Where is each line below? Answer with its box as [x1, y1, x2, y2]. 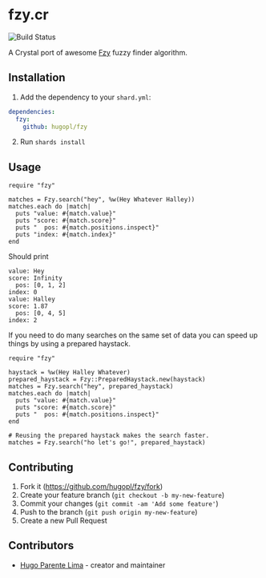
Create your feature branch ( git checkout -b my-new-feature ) [19, 491, 225, 499]
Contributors [8, 539, 75, 552]
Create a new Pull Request [19, 515, 108, 525]
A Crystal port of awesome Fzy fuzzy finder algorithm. [8, 47, 188, 57]
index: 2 [8, 317, 38, 325]
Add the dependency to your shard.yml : [19, 92, 151, 102]
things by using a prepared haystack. [8, 339, 131, 349]
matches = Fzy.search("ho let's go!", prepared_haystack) [8, 439, 206, 447]
